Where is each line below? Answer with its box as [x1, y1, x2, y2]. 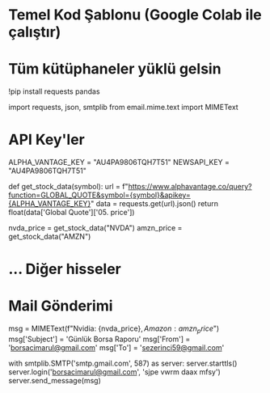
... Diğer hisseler [8, 260, 121, 278]
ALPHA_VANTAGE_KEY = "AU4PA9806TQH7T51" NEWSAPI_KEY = [8, 158, 230, 167]
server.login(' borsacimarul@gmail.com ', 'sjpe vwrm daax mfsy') [8, 366, 221, 377]
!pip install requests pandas [8, 87, 100, 96]
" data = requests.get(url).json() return [90, 199, 218, 209]
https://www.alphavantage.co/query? [128, 182, 252, 192]
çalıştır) [8, 23, 61, 41]
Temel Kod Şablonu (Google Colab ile [8, 6, 262, 24]
